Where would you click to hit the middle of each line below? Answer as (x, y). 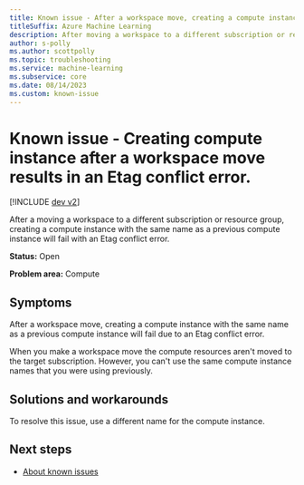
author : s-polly (40, 43)
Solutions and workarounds (89, 399)
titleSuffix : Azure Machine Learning (81, 26)
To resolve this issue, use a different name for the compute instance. (137, 422)
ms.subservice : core (48, 77)
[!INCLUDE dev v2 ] (45, 202)
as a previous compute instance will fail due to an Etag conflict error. (137, 334)
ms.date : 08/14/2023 (48, 85)
